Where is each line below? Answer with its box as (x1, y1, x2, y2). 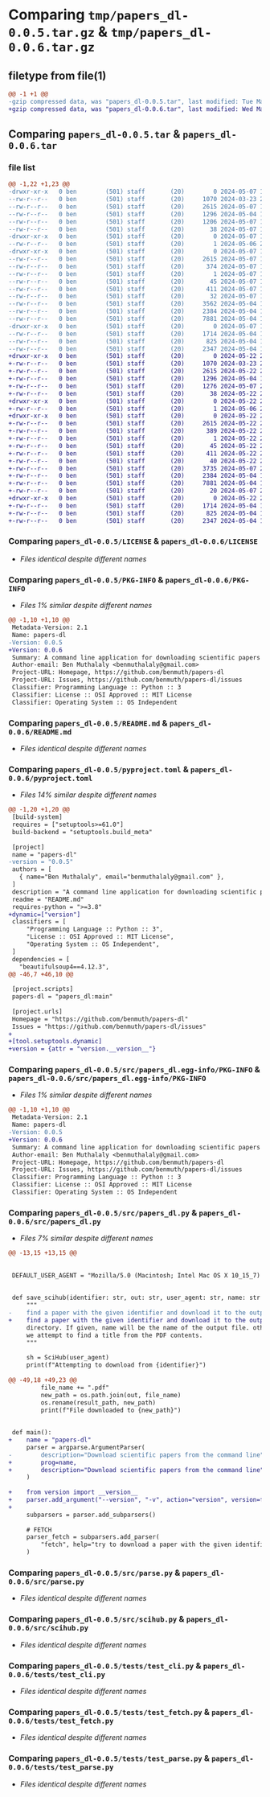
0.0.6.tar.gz (8, 40, 95, 56)
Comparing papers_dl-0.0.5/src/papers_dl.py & (8, 1207, 198, 1218)
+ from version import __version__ (8, 1488, 138, 1497)
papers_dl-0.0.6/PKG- (165, 575, 250, 585)
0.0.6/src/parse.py (8, 1577, 84, 1586)
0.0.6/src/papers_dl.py (8, 1217, 102, 1226)
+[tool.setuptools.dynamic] (8, 1038, 103, 1046)
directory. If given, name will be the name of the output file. (26, 1323, 250, 1332)
